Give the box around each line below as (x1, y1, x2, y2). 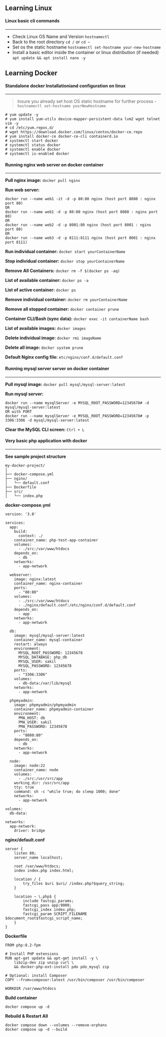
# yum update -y (5, 112, 39, 117)
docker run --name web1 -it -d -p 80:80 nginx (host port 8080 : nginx (5, 197, 156, 202)
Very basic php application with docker (5, 438, 87, 444)
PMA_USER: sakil (18, 719, 52, 725)
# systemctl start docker (5, 138, 58, 143)
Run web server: (5, 187, 40, 193)
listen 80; (14, 851, 37, 856)
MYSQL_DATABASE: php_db (18, 655, 68, 659)
